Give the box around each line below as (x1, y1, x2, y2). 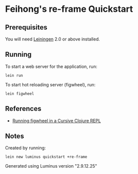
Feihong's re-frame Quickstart (5, 3, 133, 15)
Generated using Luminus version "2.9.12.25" (5, 163, 97, 169)
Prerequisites (5, 23, 47, 32)
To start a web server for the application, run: (5, 63, 97, 70)
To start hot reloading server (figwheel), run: (5, 81, 95, 87)
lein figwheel (5, 91, 35, 96)
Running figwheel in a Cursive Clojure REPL (12, 117, 101, 124)
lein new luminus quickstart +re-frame (5, 154, 88, 160)
